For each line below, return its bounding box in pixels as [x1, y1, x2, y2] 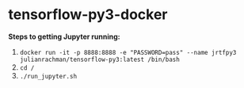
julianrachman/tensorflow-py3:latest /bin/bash [19, 55, 180, 63]
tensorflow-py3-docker [8, 6, 168, 24]
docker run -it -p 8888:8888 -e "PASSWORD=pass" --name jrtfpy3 [19, 48, 237, 56]
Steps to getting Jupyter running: [8, 32, 120, 41]
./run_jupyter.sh [19, 72, 78, 80]
